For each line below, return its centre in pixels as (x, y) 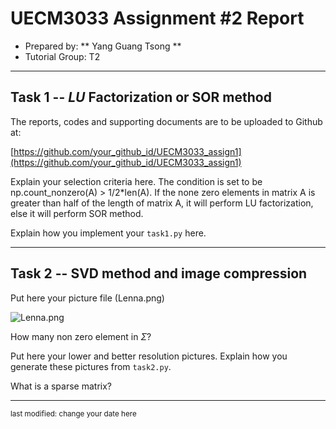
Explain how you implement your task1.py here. (108, 233)
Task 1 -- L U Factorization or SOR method (141, 97)
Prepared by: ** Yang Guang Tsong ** (103, 46)
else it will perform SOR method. (77, 213)
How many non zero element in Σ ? (81, 336)
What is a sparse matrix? (61, 386)
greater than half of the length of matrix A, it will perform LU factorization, (162, 203)
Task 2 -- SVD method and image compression (159, 273)
